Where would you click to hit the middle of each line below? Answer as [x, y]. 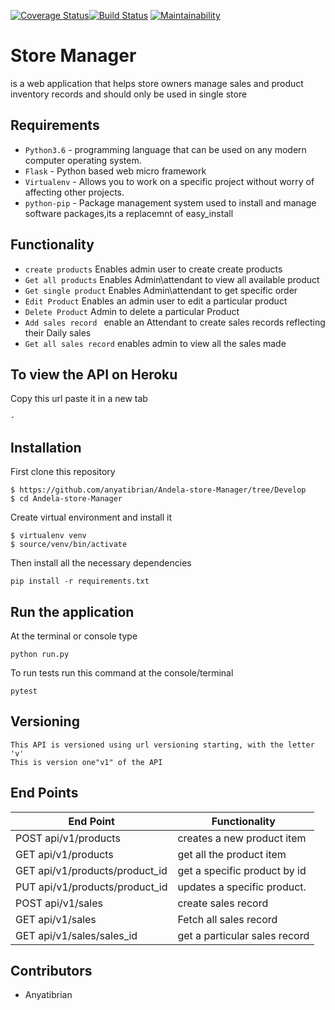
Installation [46, 447]
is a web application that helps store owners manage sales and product [157, 83]
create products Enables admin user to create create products [153, 269]
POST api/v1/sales [59, 903]
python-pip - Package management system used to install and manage [170, 202]
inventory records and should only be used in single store [129, 94]
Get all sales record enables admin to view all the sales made [155, 343]
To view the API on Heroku [94, 374]
